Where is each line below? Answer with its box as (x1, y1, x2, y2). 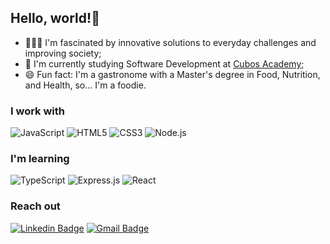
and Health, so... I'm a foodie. (24, 79, 147, 91)
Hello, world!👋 (10, 10, 100, 27)
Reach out (10, 199, 61, 213)
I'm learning (10, 152, 70, 166)
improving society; (24, 47, 102, 59)
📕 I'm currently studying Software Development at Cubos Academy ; (24, 57, 305, 70)
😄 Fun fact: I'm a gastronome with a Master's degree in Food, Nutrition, (24, 68, 321, 80)
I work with (10, 104, 66, 118)
